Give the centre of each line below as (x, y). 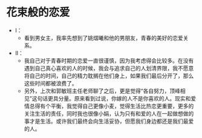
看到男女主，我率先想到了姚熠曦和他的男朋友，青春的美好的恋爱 (103, 38)
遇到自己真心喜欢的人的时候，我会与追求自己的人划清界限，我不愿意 (109, 68)
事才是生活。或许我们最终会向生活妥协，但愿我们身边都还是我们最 (106, 121)
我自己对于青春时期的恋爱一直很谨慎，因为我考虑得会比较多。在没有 (109, 61)
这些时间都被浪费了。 (50, 83)
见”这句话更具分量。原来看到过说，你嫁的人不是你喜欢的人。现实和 (107, 98)
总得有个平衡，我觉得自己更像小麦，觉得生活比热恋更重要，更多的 (112, 106)
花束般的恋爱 (38, 12)
